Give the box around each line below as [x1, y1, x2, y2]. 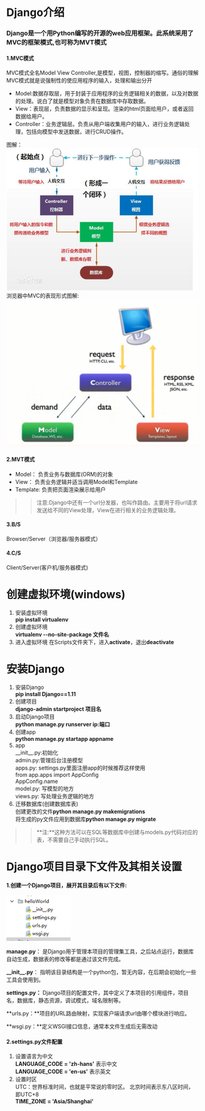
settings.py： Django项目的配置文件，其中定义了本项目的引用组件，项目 [6, 989, 189, 997]
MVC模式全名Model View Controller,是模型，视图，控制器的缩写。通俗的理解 [6, 69, 199, 76]
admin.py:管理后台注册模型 [15, 756, 84, 764]
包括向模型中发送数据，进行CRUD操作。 [26, 128, 127, 135]
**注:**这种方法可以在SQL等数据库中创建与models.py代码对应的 [36, 828, 198, 836]
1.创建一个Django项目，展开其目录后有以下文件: [6, 882, 127, 889]
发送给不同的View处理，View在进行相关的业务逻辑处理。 [36, 506, 179, 514]
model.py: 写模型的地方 [15, 784, 74, 792]
